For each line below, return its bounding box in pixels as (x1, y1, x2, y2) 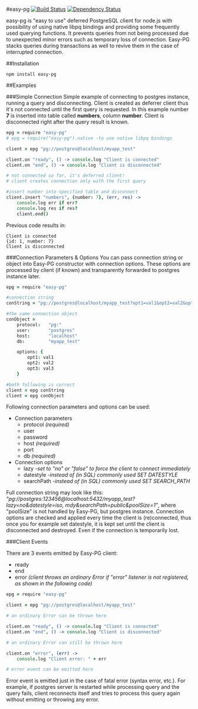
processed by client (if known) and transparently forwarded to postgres (6, 266, 180, 273)
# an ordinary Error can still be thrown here (6, 639, 123, 646)
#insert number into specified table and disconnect (6, 189, 138, 195)
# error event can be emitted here (6, 666, 94, 672)
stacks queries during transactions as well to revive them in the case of (6, 42, 179, 49)
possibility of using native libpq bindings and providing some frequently (6, 24, 180, 30)
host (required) (23, 440, 60, 447)
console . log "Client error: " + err (16, 656, 107, 662)
